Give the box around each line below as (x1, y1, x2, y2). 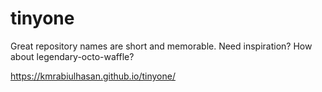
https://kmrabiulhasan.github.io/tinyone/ (10, 70, 176, 82)
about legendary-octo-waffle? (10, 50, 135, 62)
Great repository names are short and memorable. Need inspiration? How (10, 40, 313, 52)
